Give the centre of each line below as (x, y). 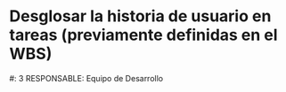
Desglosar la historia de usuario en (140, 16)
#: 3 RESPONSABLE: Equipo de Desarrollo (86, 78)
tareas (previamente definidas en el (143, 35)
